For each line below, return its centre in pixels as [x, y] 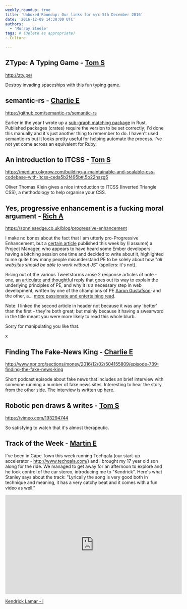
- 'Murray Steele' [29, 29]
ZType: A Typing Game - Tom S [55, 63]
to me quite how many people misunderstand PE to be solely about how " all [84, 260]
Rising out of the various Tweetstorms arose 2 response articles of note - [81, 275]
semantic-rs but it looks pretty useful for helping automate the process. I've [84, 139]
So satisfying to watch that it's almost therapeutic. [57, 428]
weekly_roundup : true [28, 10]
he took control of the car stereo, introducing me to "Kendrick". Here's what [84, 471]
